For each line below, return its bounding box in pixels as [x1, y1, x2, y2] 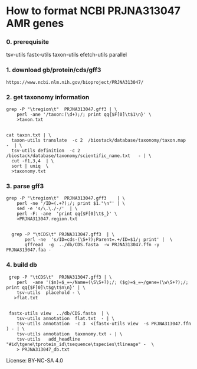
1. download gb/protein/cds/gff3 [6, 66, 101, 74]
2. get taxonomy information [6, 93, 90, 101]
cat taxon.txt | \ [6, 132, 51, 138]
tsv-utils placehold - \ [17, 289, 81, 296]
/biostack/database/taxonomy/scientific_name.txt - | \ [6, 153, 152, 159]
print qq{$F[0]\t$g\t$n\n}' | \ [6, 285, 86, 290]
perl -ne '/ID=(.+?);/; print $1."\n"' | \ [17, 201, 126, 207]
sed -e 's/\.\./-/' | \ [17, 205, 78, 212]
